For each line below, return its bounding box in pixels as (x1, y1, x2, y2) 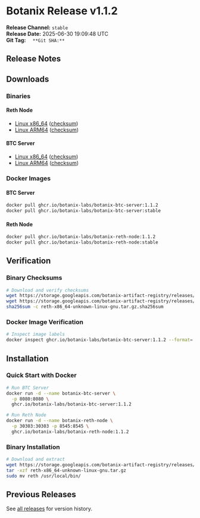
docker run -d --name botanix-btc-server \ (6, 390, 116, 397)
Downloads (6, 74, 49, 84)
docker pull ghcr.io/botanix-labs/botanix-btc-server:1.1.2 (6, 202, 159, 208)
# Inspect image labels (6, 332, 65, 338)
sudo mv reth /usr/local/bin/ (6, 473, 82, 479)
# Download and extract (6, 457, 65, 463)
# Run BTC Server (6, 385, 49, 391)
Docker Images (6, 174, 51, 182)
